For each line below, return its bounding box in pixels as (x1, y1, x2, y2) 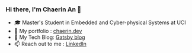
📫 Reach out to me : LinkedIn (14, 41, 87, 48)
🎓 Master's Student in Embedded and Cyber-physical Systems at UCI (14, 19, 186, 26)
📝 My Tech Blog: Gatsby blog (14, 34, 85, 41)
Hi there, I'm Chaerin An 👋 (5, 5, 82, 14)
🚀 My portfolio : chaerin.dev (14, 28, 82, 35)
